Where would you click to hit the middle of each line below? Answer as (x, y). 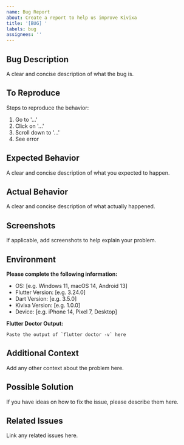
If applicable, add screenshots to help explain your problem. (81, 240)
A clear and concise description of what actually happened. (81, 206)
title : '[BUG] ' (27, 23)
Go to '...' (26, 119)
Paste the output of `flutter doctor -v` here (66, 335)
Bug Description (37, 59)
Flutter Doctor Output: (35, 324)
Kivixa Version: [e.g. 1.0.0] (48, 305)
